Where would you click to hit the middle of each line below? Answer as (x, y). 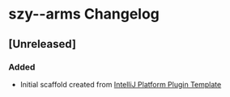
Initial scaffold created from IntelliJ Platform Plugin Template (121, 84)
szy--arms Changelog (84, 14)
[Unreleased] (43, 44)
